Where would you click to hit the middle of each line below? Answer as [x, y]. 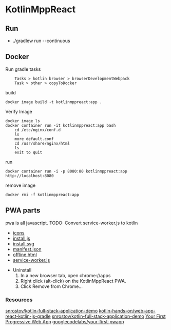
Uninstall [22, 270]
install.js [21, 238]
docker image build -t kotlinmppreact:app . [54, 102]
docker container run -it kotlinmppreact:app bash [61, 125]
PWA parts [23, 211]
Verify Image [19, 111]
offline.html [25, 255]
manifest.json [27, 249]
